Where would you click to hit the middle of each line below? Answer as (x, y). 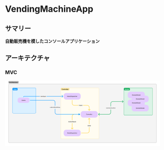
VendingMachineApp (49, 9)
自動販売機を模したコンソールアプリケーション (52, 41)
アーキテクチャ (27, 58)
